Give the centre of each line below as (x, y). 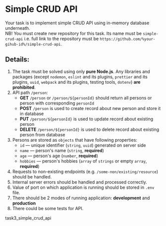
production (24, 203)
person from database (42, 134)
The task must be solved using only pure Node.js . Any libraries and (81, 71)
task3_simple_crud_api (28, 218)
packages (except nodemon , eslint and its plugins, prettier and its (80, 77)
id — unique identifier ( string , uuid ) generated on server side (83, 145)
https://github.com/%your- (128, 39)
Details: (17, 60)
